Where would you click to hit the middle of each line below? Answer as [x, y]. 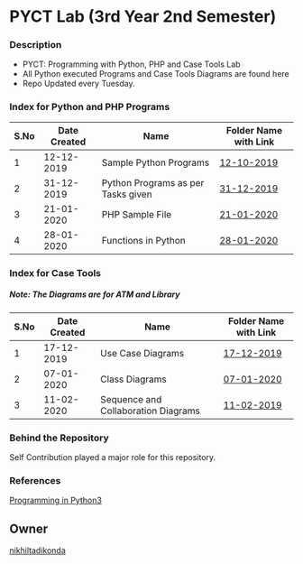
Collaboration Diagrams [150, 411]
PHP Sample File [137, 214]
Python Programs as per [153, 182]
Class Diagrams [133, 379]
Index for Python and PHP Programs [90, 107]
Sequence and [131, 399]
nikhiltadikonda [37, 550]
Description [36, 45]
